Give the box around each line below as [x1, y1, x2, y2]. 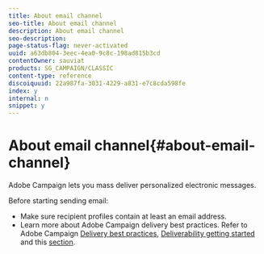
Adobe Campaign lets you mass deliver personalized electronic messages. [8, 181, 257, 190]
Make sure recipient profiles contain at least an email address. [19, 211, 228, 222]
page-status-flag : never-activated [8, 42, 128, 50]
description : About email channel [8, 27, 125, 35]
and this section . [19, 237, 76, 247]
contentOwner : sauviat [8, 57, 85, 65]
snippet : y [8, 102, 45, 110]
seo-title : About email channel [8, 19, 117, 27]
